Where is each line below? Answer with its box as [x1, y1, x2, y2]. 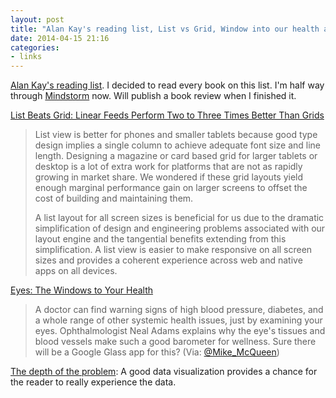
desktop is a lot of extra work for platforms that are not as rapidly [34, 161, 303, 173]
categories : [10, 42, 60, 53]
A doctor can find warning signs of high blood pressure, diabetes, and [34, 304, 324, 316]
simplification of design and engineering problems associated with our [34, 222, 326, 235]
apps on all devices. [34, 265, 118, 277]
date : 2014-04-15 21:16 [10, 33, 110, 43]
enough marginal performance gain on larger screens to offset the [34, 182, 308, 194]
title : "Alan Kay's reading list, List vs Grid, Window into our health [10, 24, 320, 34]
